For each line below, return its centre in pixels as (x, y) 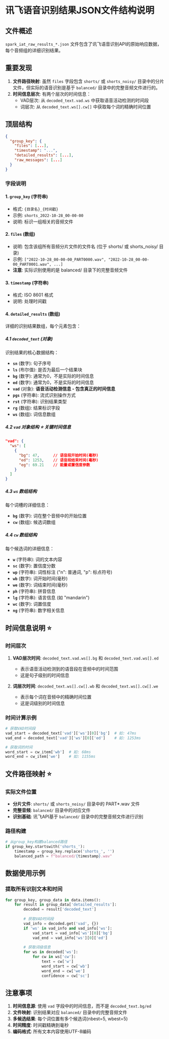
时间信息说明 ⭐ (28, 628)
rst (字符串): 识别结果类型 (40, 402)
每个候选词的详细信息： (30, 549)
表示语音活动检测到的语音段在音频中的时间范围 (69, 669)
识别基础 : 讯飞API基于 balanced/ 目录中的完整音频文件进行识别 (78, 817)
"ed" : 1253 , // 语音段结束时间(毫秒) (59, 460)
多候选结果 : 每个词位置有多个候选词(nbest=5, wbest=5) (70, 1019)
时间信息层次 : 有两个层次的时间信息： (52, 94)
